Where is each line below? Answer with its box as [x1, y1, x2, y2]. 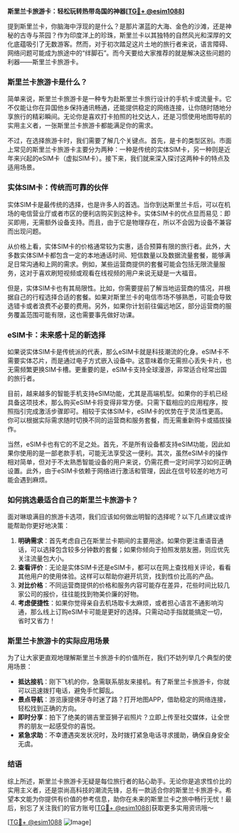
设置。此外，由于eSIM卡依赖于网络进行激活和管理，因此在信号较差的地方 [7, 466, 222, 475]
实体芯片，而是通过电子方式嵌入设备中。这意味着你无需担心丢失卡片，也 [19, 356, 232, 365]
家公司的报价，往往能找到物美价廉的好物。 [17, 590, 143, 598]
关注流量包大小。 [17, 554, 68, 563]
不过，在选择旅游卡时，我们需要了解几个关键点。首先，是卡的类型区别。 [7, 137, 219, 145]
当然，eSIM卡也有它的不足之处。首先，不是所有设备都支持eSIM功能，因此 [7, 440, 225, 448]
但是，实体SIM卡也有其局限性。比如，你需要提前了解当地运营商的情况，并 [7, 284, 225, 292]
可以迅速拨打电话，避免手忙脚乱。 [17, 686, 118, 695]
